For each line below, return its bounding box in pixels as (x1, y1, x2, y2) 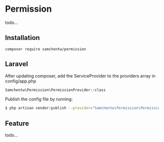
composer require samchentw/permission (5, 46, 86, 52)
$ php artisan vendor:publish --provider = (5, 106, 93, 111)
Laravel (5, 60, 28, 68)
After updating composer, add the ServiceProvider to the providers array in (5, 73, 156, 79)
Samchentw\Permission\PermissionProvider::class (5, 87, 106, 92)
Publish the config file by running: (5, 96, 73, 102)
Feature (5, 119, 29, 127)
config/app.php (5, 78, 37, 84)
